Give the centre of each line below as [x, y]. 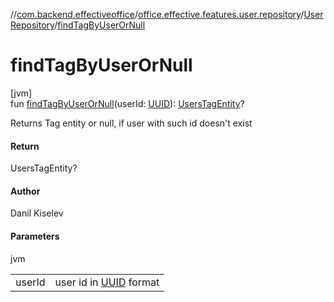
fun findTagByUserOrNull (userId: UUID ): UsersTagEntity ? [127, 103]
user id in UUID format [107, 282]
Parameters [35, 236]
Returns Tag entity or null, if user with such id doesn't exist [131, 123]
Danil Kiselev [37, 213]
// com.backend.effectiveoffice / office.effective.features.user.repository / [157, 14]
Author [25, 191]
